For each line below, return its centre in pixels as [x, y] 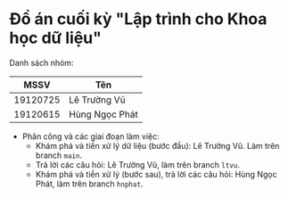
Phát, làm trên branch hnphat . [89, 184]
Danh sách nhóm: [41, 62]
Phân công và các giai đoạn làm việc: [91, 136]
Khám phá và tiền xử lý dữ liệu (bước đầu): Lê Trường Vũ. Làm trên [157, 145]
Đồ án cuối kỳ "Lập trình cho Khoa [138, 19]
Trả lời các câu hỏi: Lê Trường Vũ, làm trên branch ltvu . [138, 164]
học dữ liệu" [56, 38]
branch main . [59, 155]
